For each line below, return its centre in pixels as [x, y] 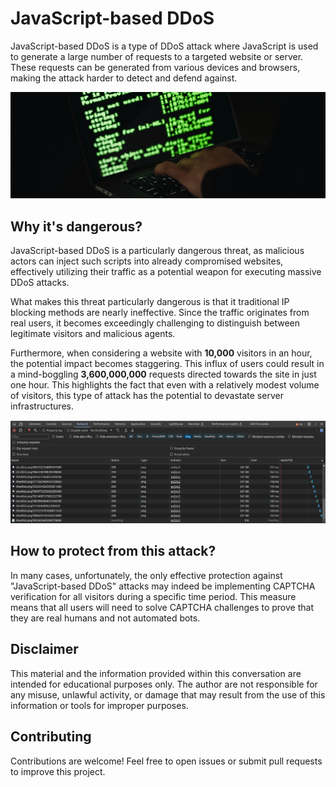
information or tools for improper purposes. [99, 705]
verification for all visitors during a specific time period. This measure [153, 596]
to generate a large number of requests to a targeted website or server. [157, 56]
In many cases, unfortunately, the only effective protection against [146, 575]
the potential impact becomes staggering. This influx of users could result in [167, 364]
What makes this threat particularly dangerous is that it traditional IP [150, 302]
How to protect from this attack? [113, 551]
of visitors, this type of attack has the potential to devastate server [147, 396]
